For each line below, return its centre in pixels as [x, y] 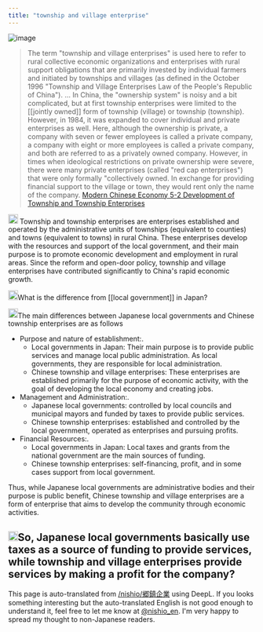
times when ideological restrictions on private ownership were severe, [141, 161]
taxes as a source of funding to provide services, [130, 549]
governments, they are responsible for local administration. [126, 364]
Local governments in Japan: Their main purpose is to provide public [142, 347]
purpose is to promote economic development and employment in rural [123, 254]
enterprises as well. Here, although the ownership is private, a [128, 128]
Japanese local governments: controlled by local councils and [131, 406]
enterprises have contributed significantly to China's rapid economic [119, 271]
